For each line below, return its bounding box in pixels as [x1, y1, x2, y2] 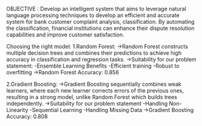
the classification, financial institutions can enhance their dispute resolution [6, 24, 195, 32]
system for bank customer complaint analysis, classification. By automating [6, 18, 195, 25]
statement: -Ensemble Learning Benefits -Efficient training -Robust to [6, 62, 180, 69]
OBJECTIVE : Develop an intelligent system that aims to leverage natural [6, 5, 187, 12]
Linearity [6, 107, 29, 113]
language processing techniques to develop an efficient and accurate [6, 12, 180, 19]
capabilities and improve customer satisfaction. [6, 31, 124, 38]
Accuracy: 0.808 [6, 113, 48, 120]
